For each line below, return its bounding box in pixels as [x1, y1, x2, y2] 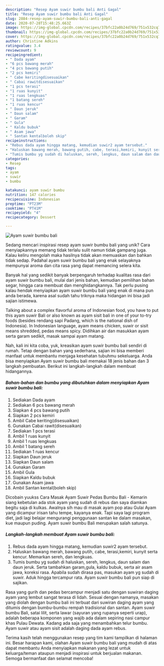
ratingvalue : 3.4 [5, 43, 41, 48]
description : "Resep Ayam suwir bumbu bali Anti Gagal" [5, 7, 121, 12]
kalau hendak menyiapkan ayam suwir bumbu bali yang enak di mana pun [5, 288, 154, 293]
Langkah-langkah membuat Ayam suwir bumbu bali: [5, 531, 115, 537]
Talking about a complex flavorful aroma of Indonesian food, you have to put [5, 307, 159, 313]
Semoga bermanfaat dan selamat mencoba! [5, 655, 93, 661]
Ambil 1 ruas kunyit [12, 433, 51, 439]
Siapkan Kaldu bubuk [12, 474, 55, 480]
